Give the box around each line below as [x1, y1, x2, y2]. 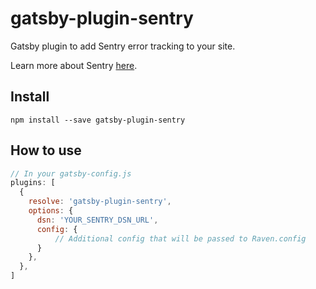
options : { [28, 206, 74, 216]
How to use [10, 142, 82, 159]
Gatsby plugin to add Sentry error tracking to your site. [10, 40, 236, 52]
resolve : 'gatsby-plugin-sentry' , [28, 197, 172, 207]
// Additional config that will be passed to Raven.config [54, 233, 307, 244]
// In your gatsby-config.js [10, 168, 132, 179]
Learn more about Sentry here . [10, 59, 138, 71]
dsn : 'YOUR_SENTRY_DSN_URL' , [36, 215, 159, 225]
